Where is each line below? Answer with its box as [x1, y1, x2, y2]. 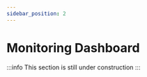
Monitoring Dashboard [6, 40, 140, 55]
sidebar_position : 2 [6, 10, 67, 17]
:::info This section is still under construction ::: [6, 63, 141, 71]
